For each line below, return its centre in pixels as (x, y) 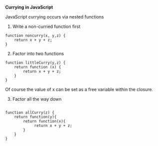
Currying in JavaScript (29, 7)
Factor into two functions (38, 54)
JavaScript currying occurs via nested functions (55, 17)
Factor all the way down (37, 99)
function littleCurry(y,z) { (35, 63)
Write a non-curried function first (46, 26)
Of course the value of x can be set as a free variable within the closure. (79, 89)
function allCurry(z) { (30, 113)
